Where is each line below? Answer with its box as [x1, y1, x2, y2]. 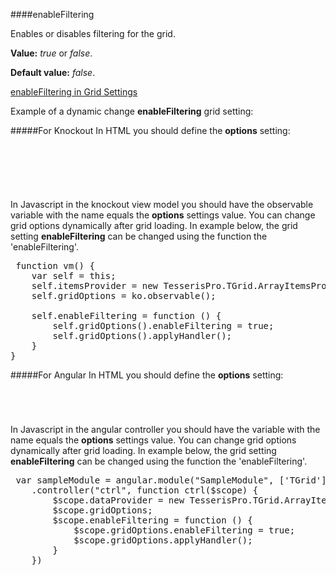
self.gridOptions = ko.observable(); [31, 290, 217, 302]
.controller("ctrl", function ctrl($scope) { [31, 484, 259, 496]
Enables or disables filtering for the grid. [10, 28, 176, 39]
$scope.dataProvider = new [52, 494, 185, 506]
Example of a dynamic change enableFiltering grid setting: [10, 105, 254, 117]
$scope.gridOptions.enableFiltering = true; [73, 524, 296, 536]
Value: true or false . [10, 47, 93, 59]
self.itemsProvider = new [31, 280, 159, 292]
